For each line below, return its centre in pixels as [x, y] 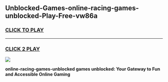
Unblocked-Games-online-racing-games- [72, 8]
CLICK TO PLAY [24, 30]
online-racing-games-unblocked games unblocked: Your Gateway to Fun [83, 69]
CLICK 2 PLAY [22, 49]
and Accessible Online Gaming [38, 74]
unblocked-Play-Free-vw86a [51, 16]
